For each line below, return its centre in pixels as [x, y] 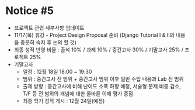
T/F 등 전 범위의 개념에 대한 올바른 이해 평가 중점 [78, 93]
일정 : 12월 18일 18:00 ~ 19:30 [57, 71]
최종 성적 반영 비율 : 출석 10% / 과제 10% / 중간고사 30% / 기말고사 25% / [98, 49]
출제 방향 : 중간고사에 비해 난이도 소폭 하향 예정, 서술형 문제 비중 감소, [102, 86]
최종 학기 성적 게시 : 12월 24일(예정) [64, 101]
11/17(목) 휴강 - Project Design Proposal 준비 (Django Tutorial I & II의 [94, 35]
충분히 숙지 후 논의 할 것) [48, 42]
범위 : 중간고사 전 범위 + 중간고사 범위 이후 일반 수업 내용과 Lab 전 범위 [103, 79]
